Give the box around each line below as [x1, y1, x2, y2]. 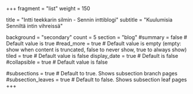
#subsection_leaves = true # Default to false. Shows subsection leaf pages [6, 76, 187, 83]
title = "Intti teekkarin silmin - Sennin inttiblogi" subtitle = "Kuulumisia [6, 16, 173, 23]
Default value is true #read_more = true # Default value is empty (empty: [6, 40, 182, 47]
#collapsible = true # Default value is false [6, 58, 108, 65]
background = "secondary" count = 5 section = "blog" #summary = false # [6, 34, 188, 40]
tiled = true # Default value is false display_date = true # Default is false [6, 53, 178, 59]
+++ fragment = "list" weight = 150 [6, 5, 90, 12]
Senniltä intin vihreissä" [6, 23, 63, 29]
